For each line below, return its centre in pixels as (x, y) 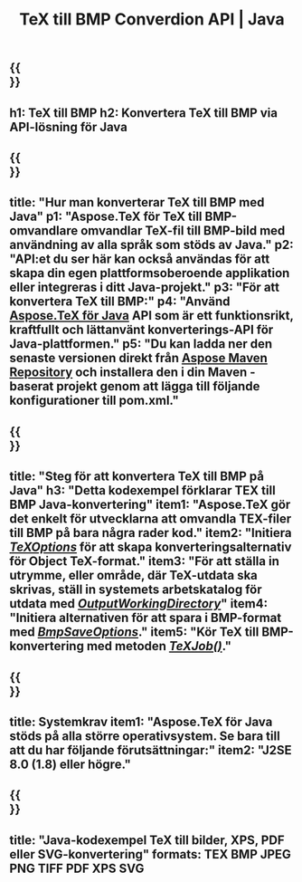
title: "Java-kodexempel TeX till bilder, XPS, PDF (147, 840)
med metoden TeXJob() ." (159, 646)
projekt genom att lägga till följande (158, 386)
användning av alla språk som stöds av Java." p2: (151, 245)
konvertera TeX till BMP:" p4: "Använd (120, 302)
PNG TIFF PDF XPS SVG (77, 868)
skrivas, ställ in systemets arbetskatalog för (136, 590)
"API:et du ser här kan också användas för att (140, 259)
